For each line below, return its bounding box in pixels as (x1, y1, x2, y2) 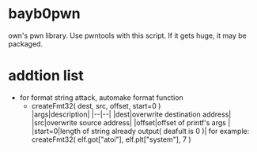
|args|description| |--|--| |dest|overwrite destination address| (31, 109, 232, 119)
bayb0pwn (8, 5, 81, 23)
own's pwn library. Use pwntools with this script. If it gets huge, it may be (8, 31, 247, 40)
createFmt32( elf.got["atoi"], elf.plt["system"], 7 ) (31, 135, 191, 144)
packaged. (8, 39, 43, 48)
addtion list (8, 67, 85, 85)
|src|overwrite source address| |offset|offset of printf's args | (31, 117, 231, 127)
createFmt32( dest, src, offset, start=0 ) (31, 101, 161, 110)
